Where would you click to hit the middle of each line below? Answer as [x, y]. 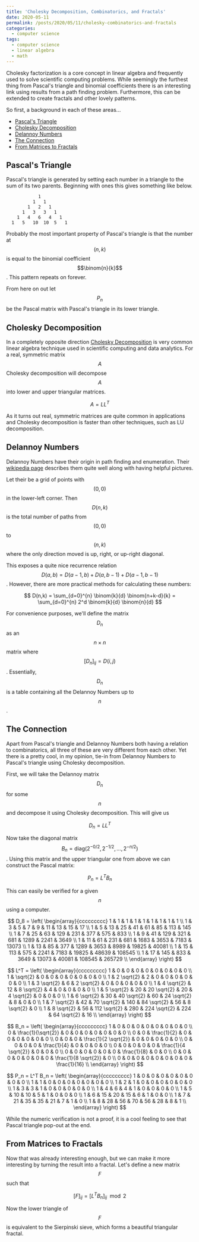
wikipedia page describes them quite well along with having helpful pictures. [100, 468]
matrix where [22, 652]
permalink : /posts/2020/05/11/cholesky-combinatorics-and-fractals [91, 23]
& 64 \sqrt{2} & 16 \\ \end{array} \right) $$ [100, 1015]
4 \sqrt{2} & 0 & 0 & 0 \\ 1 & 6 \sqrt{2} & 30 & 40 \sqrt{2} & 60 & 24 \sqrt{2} [100, 996]
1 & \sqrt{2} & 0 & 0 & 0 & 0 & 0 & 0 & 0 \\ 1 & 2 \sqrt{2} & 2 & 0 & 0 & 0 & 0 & [100, 977]
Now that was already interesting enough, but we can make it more [88, 1158]
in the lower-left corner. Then [42, 498]
